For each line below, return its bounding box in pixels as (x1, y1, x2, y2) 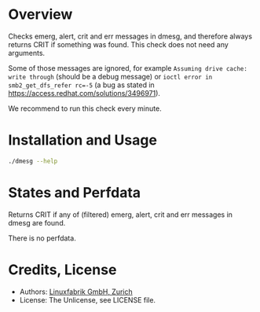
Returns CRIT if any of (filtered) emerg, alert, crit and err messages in (8, 210, 233, 219)
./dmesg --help (8, 157, 58, 165)
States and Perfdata (8, 183, 141, 201)
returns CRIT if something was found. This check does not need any (8, 39, 229, 49)
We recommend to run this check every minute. (8, 104, 163, 113)
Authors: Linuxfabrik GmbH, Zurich (19, 287, 134, 296)
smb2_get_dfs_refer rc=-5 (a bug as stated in (8, 80, 155, 90)
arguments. (8, 48, 46, 57)
